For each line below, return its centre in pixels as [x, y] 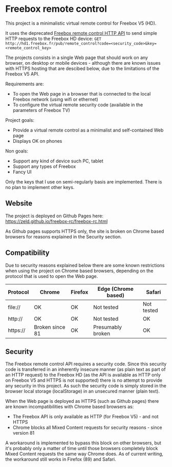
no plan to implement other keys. [40, 187]
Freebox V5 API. [22, 74]
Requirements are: [25, 84]
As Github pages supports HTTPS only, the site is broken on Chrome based [85, 231]
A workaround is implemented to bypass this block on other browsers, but [83, 443]
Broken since [50, 327]
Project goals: [20, 120]
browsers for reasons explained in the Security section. [63, 236]
